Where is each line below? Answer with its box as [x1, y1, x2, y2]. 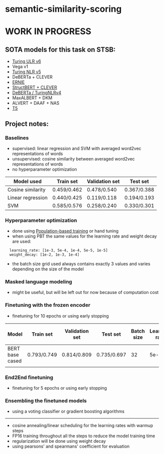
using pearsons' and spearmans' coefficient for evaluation [12, 443, 130, 450]
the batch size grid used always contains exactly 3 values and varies [12, 261, 150, 267]
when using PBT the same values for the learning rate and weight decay [12, 233, 157, 239]
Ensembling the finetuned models [5, 397, 87, 404]
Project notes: [5, 119, 49, 128]
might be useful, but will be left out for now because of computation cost [12, 290, 159, 295]
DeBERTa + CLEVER [12, 74, 53, 80]
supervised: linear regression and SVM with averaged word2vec [12, 145, 142, 151]
